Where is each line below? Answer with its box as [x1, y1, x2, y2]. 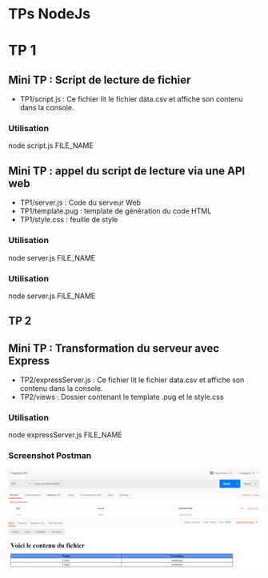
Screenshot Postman [8, 450, 92, 461]
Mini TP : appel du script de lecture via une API [8, 164, 246, 177]
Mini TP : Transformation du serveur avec [8, 341, 220, 355]
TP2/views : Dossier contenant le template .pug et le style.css [19, 393, 224, 402]
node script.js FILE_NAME [8, 141, 94, 150]
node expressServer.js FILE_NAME [8, 430, 122, 440]
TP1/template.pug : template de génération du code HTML [19, 206, 212, 216]
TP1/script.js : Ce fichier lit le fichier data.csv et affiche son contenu [19, 94, 244, 104]
